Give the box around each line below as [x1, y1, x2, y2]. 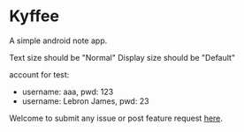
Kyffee [9, 6, 60, 26]
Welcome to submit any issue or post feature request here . [9, 113, 224, 123]
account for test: [9, 69, 70, 80]
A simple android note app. [9, 35, 108, 46]
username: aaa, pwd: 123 [21, 86, 114, 97]
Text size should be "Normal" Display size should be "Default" [9, 52, 236, 62]
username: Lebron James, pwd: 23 [21, 95, 149, 106]
